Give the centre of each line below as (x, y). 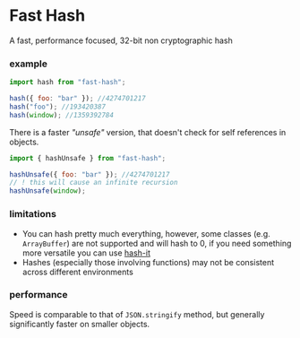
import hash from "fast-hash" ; (68, 82)
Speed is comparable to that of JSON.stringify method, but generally (137, 314)
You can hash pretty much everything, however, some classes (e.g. (146, 233)
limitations (33, 214)
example (28, 64)
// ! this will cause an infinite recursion (94, 183)
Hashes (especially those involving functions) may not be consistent (148, 262)
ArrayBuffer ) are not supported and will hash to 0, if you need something (157, 243)
